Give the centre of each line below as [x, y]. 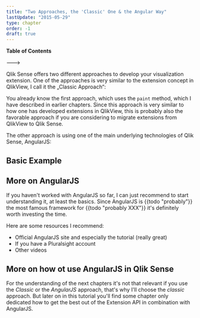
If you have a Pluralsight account [55, 244]
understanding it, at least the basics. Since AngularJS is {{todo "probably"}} [99, 201]
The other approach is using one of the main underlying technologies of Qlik [100, 136]
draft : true [21, 34]
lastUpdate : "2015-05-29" [38, 17]
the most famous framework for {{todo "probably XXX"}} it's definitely [93, 208]
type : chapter [24, 23]
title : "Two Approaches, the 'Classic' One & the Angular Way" [87, 12]
